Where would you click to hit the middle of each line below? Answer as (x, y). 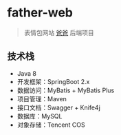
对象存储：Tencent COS (51, 125)
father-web (40, 13)
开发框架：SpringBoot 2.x (53, 81)
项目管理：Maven (42, 98)
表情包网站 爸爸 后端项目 (59, 32)
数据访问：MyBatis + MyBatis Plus (66, 90)
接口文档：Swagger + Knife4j (59, 107)
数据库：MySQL (40, 116)
